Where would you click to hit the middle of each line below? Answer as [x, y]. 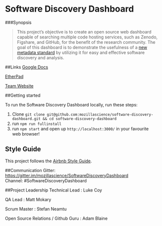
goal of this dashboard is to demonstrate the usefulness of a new [82, 47]
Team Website [19, 86]
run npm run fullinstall [37, 123]
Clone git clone [28, 114]
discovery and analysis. [40, 57]
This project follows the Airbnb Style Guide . [49, 161]
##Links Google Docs [27, 67]
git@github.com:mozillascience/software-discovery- [100, 114]
